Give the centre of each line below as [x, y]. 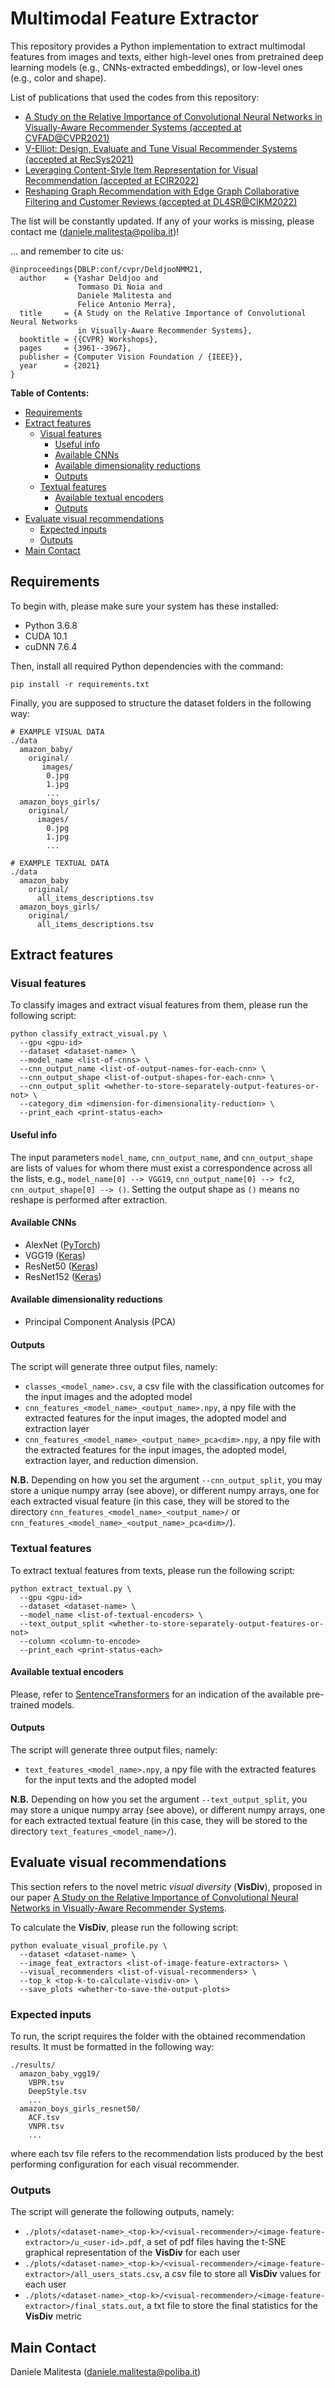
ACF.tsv [44, 2118]
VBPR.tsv [46, 2083]
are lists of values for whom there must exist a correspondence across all [161, 1168]
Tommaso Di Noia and [120, 287]
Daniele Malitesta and [124, 295]
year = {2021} [60, 365]
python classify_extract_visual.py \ [89, 1034]
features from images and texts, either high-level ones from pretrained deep [167, 56]
